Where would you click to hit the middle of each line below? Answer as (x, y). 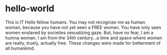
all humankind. (20, 48)
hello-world (30, 9)
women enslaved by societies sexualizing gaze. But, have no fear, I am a (79, 32)
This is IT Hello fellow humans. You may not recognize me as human (75, 22)
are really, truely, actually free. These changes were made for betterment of (83, 43)
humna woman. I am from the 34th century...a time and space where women (84, 38)
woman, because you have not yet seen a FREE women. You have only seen (83, 27)
